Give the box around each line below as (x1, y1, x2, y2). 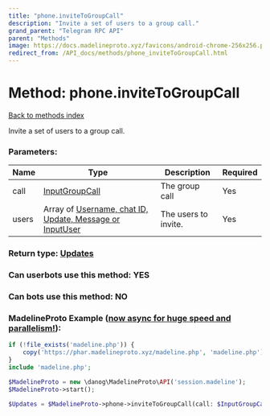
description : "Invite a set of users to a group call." (8, 19, 199, 27)
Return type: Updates (8, 248, 94, 259)
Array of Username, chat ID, (43, 204, 149, 215)
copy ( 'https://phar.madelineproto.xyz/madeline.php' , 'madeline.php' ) (22, 348, 264, 356)
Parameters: (8, 146, 58, 157)
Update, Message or (43, 214, 121, 225)
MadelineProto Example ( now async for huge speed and (8, 312, 231, 323)
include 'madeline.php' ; (8, 363, 92, 371)
